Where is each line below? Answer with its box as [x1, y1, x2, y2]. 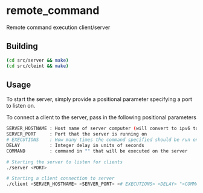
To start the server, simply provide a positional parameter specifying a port [6, 96, 192, 103]
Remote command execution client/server [6, 24, 111, 31]
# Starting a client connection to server [6, 175, 115, 182]
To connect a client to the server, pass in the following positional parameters [6, 114, 196, 121]
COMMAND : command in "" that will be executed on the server [6, 148, 188, 154]
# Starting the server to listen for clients [6, 159, 123, 165]
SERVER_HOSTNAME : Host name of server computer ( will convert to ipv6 [6, 125, 190, 132]
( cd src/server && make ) [6, 57, 69, 64]
